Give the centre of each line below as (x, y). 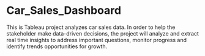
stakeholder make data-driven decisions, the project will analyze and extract (102, 33)
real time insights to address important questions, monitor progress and (97, 40)
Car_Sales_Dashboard (64, 11)
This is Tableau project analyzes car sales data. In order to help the (91, 27)
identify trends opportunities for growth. (57, 46)
